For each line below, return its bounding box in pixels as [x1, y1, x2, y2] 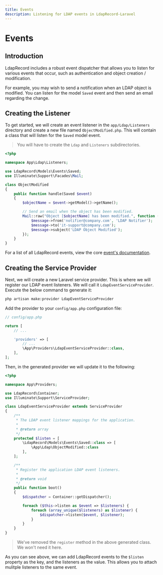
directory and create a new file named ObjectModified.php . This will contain [5, 127, 156, 133]
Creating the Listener [5, 109, 70, 117]
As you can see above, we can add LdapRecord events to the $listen [5, 554, 144, 559]
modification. [5, 75, 32, 81]
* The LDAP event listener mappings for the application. [16, 418, 136, 422]
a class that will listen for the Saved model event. [5, 133, 101, 138]
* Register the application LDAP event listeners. [16, 467, 120, 472]
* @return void [16, 476, 47, 481]
